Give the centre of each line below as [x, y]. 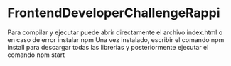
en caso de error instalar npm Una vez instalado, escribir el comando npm [116, 39]
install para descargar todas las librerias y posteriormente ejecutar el [108, 47]
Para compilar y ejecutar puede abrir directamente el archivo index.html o [115, 32]
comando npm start [36, 55]
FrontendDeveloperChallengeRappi [114, 13]
